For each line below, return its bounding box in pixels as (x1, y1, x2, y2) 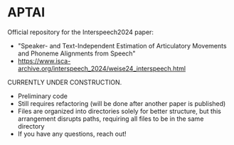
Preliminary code (17, 92, 68, 100)
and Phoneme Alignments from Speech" (17, 49, 137, 58)
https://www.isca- (17, 56, 71, 65)
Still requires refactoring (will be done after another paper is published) (17, 99, 226, 107)
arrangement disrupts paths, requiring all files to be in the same (17, 114, 204, 123)
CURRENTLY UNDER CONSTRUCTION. (7, 77, 122, 86)
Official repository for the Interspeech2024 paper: (7, 28, 154, 36)
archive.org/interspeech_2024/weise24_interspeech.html (17, 64, 186, 72)
